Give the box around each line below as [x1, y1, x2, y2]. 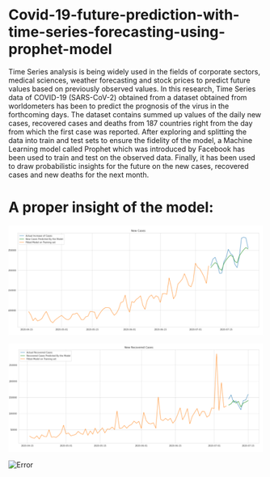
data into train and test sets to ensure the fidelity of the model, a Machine [8, 135, 253, 145]
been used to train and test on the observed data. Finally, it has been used [8, 152, 256, 163]
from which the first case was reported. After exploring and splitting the [8, 127, 247, 137]
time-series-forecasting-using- [8, 23, 226, 41]
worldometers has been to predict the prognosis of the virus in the [8, 101, 230, 111]
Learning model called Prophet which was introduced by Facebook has [8, 144, 245, 154]
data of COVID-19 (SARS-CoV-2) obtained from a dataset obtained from [8, 92, 247, 102]
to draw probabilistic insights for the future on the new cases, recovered [8, 161, 249, 171]
